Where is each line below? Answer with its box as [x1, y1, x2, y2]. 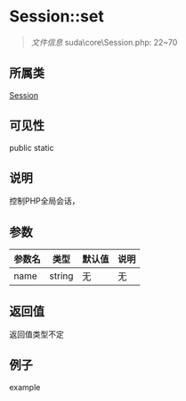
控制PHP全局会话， [9, 196, 80, 206]
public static [9, 142, 55, 153]
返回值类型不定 [9, 329, 64, 339]
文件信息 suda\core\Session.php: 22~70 [30, 37, 178, 47]
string [49, 270, 74, 282]
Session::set [9, 6, 104, 27]
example [9, 381, 41, 392]
